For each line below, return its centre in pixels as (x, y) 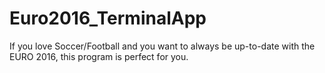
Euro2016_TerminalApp (108, 18)
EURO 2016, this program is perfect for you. (99, 56)
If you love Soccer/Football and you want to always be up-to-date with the (162, 46)
